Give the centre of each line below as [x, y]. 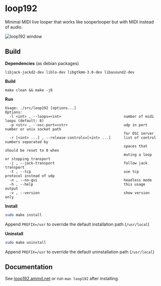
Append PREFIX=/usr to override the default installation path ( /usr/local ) [77, 224]
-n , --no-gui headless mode [80, 180]
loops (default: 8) [25, 121]
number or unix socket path [33, 129]
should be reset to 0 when [32, 150]
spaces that [136, 146]
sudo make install [23, 215]
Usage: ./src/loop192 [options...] [41, 108]
